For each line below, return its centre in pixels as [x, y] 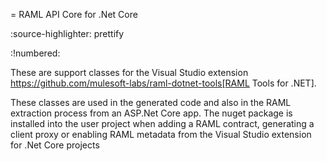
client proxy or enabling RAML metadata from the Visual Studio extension [161, 134]
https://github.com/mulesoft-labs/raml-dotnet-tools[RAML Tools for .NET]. [163, 83]
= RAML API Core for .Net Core [74, 14]
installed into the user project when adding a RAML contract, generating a [162, 123]
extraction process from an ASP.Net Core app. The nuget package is [151, 113]
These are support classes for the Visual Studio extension [129, 72]
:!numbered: [35, 53]
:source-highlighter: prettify [67, 33]
